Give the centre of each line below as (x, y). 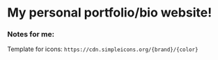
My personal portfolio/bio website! (110, 13)
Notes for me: (31, 34)
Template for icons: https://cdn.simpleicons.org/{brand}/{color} (103, 49)
